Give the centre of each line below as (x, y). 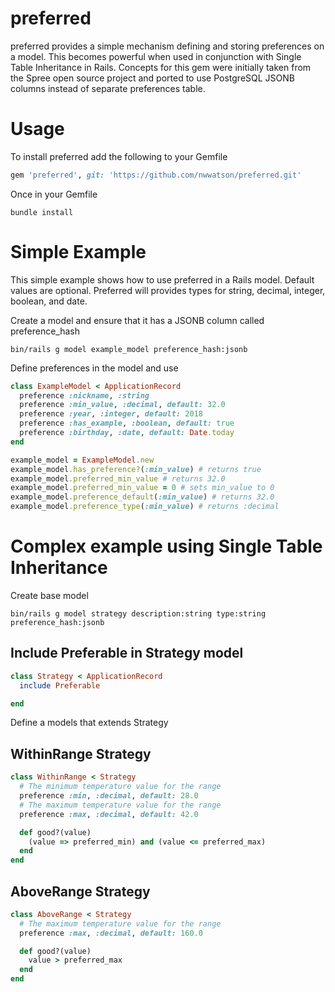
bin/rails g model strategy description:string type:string (138, 614)
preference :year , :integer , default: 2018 (111, 414)
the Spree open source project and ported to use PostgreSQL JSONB (152, 78)
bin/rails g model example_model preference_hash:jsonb (129, 349)
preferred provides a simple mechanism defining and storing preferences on (167, 46)
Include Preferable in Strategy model (127, 653)
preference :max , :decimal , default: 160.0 (111, 933)
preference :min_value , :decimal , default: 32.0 (122, 405)
